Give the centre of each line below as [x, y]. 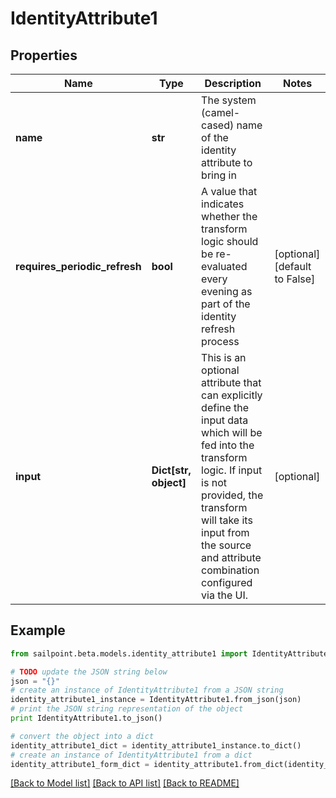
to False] [295, 279]
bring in [219, 175]
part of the [226, 304]
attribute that [231, 382]
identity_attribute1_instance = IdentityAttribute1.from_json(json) [156, 700]
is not [214, 482]
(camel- [221, 112]
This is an [224, 357]
